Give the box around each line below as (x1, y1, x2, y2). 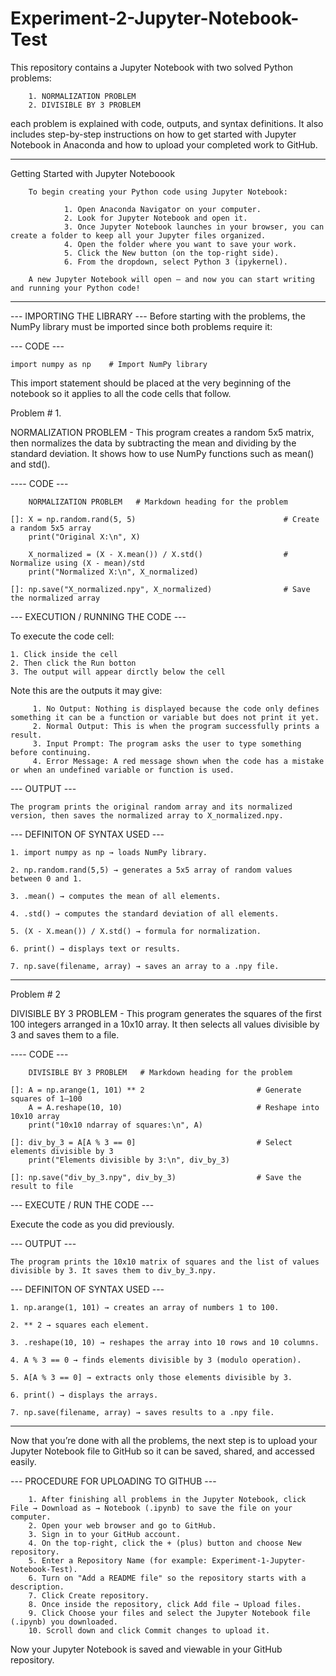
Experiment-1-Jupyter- (211, 1555, 307, 1566)
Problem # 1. (10, 407, 62, 419)
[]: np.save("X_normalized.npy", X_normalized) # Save (10, 584, 311, 594)
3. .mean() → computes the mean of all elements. (10, 891, 222, 901)
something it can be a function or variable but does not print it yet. (10, 712, 320, 722)
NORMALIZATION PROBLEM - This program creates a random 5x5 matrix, (10, 426, 315, 438)
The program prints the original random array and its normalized (10, 802, 293, 812)
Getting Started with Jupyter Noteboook (10, 167, 176, 179)
